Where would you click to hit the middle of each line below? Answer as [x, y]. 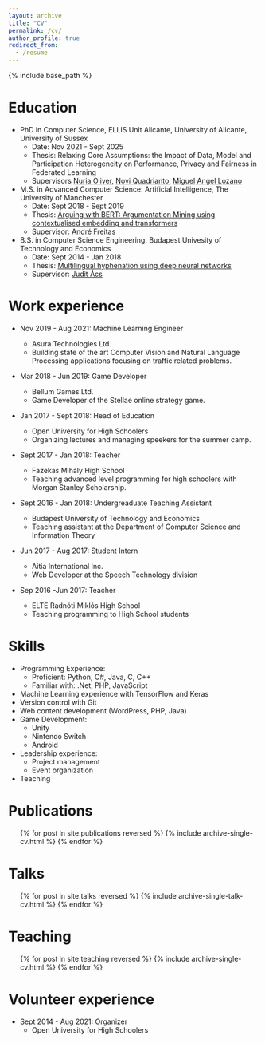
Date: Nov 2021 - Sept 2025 [77, 146]
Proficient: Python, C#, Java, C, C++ [91, 677]
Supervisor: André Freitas [74, 231]
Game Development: [53, 719]
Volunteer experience [82, 999]
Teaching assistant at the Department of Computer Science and [136, 527]
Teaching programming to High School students [110, 614]
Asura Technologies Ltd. [71, 343]
